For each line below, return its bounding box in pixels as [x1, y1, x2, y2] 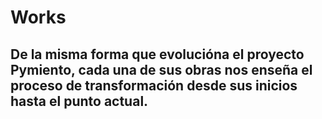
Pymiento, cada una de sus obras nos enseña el [10, 61, 313, 78]
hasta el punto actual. [10, 92, 149, 110]
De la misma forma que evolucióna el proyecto [10, 46, 305, 63]
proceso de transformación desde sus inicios [10, 77, 298, 94]
